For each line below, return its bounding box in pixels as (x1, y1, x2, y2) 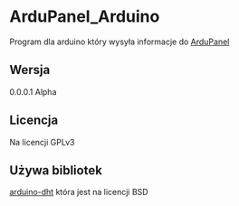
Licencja (9, 113, 59, 128)
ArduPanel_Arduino (9, 6, 160, 27)
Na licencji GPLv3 (9, 136, 75, 147)
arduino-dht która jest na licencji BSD (9, 187, 148, 198)
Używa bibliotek (9, 163, 102, 178)
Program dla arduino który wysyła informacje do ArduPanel (9, 36, 230, 47)
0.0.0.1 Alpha (9, 86, 57, 97)
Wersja (9, 62, 51, 78)
